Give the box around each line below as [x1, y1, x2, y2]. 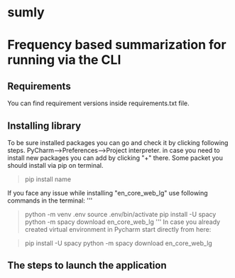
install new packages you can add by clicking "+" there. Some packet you [7, 154, 224, 162]
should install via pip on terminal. [7, 161, 104, 169]
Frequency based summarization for [7, 37, 226, 53]
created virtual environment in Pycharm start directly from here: [24, 225, 212, 233]
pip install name [24, 175, 72, 183]
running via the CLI [7, 52, 121, 68]
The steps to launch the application [7, 260, 167, 272]
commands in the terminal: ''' [7, 196, 93, 205]
